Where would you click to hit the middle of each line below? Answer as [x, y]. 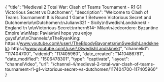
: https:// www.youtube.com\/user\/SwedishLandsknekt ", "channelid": [79, 49]
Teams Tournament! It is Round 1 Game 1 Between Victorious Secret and [78, 17]
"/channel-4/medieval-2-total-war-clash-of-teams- [103, 64]
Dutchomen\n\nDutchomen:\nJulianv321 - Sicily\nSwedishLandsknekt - [78, 22]
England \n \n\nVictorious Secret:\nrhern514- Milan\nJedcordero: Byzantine [82, 28]
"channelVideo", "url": [28, 64]
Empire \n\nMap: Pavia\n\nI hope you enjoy [49, 33]
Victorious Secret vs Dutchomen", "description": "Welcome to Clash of [77, 12]
